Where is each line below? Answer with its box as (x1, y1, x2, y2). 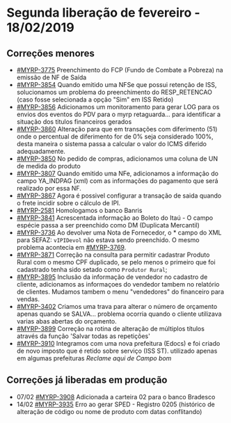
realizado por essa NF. (16, 184, 81, 192)
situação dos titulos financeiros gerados (16, 118, 132, 126)
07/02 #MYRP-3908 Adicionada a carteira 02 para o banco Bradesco (16, 392, 216, 401)
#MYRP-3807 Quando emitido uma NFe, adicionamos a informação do (16, 169, 218, 177)
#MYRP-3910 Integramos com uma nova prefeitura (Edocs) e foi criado (16, 340, 221, 347)
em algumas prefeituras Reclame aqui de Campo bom (16, 354, 172, 362)
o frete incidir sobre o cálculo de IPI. (16, 199, 121, 207)
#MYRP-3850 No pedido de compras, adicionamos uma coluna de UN (16, 154, 218, 163)
